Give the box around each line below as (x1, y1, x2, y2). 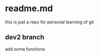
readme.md (5, 3, 53, 14)
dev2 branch (5, 33, 45, 41)
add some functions (5, 46, 45, 52)
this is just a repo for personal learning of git (5, 19, 94, 25)
